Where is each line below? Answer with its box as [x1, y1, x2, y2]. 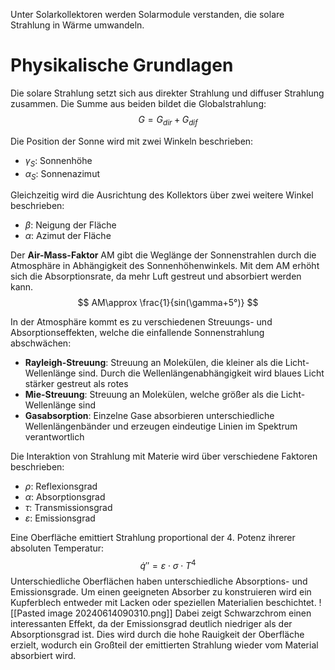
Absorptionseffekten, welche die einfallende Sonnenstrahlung [10, 327, 265, 339]
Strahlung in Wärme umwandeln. [10, 19, 145, 31]
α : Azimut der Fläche [24, 230, 112, 242]
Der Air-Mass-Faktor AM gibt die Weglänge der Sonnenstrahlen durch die [10, 249, 317, 261]
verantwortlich [24, 431, 85, 443]
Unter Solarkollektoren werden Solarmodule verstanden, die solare [10, 9, 285, 20]
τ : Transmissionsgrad [24, 502, 113, 514]
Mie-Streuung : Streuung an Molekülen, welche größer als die [24, 389, 279, 401]
